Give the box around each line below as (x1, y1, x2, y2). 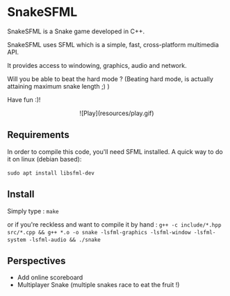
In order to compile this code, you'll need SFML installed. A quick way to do (7, 147, 224, 156)
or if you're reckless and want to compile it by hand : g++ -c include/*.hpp (7, 220, 222, 229)
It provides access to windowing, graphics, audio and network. (7, 61, 187, 69)
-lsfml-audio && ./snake (28, 236, 101, 243)
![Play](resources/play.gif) (79, 109, 154, 117)
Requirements (7, 129, 69, 141)
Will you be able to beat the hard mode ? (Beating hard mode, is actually (7, 74, 214, 83)
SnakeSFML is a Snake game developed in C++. (7, 27, 145, 35)
